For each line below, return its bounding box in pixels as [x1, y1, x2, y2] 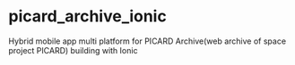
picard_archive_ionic [8, 6, 167, 27]
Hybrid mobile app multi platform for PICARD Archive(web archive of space [8, 36, 287, 46]
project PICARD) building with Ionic [8, 45, 138, 55]
